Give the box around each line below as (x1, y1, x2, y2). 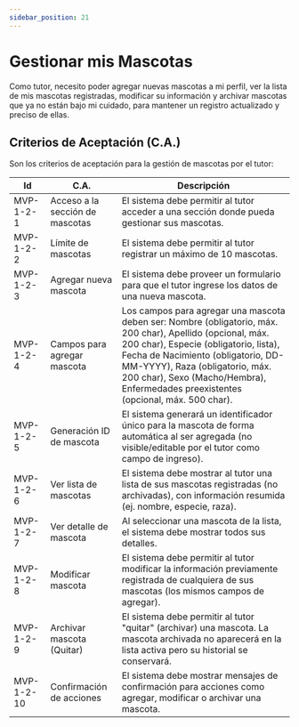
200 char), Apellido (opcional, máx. (121, 327, 270, 339)
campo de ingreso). (121, 453, 204, 465)
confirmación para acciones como (121, 681, 265, 693)
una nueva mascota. (121, 290, 206, 303)
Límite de (50, 237, 89, 249)
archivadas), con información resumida (121, 489, 286, 502)
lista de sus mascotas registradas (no (121, 478, 279, 490)
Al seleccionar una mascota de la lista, (121, 515, 282, 528)
